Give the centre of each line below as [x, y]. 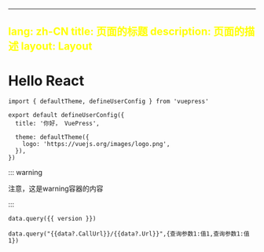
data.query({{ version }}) [52, 219]
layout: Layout [57, 47]
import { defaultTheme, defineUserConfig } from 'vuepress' [109, 102]
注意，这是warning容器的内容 [56, 188]
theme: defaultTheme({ [52, 137]
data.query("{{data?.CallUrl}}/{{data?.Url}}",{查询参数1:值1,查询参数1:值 [129, 234]
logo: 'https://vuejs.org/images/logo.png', [96, 144]
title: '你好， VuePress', [58, 124]
